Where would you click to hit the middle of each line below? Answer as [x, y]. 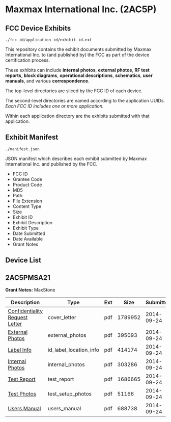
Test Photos [22, 394]
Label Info [20, 350]
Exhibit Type [26, 228]
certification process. [27, 60]
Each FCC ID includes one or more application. [54, 106]
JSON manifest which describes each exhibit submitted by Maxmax [76, 159]
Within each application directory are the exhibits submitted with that [78, 116]
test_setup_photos [69, 394]
